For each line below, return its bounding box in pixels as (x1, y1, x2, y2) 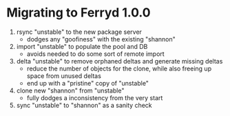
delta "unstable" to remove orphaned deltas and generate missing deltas (16, 57, 223, 65)
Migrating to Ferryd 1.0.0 (6, 5, 151, 21)
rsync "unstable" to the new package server (16, 28, 143, 36)
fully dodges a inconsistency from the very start (26, 93, 163, 101)
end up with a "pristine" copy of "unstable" (26, 79, 149, 87)
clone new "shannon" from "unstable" (16, 86, 125, 95)
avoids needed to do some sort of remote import (26, 50, 165, 58)
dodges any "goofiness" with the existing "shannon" (26, 35, 176, 43)
